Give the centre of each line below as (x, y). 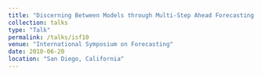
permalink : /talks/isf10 (49, 37)
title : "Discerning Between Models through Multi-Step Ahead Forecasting (131, 15)
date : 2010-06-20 (36, 52)
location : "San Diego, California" (66, 59)
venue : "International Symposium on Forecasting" (91, 45)
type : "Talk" (29, 30)
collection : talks (38, 23)
